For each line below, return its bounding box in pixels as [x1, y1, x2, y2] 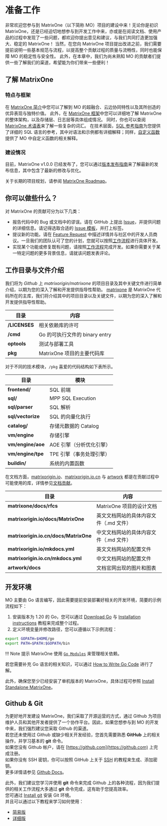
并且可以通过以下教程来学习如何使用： [5, 798, 83, 804]
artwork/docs [7, 564, 41, 571]
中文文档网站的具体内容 [96, 529, 152, 536]
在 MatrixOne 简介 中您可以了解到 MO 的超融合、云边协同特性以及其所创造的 [5, 104, 161, 110]
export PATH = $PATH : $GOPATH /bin [5, 641, 70, 646]
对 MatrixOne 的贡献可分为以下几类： [5, 208, 82, 214]
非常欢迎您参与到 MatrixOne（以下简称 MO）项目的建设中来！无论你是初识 [5, 22, 158, 28]
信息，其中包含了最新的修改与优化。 [9, 167, 83, 173]
